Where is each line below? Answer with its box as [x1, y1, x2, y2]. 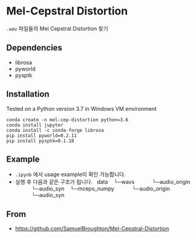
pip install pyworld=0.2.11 [6, 133, 77, 139]
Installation [6, 89, 50, 99]
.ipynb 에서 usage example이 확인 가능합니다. [15, 171, 126, 178]
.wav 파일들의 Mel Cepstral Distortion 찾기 [6, 25, 109, 32]
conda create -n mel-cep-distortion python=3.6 [6, 116, 129, 123]
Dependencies [6, 43, 62, 53]
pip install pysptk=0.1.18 [6, 137, 74, 144]
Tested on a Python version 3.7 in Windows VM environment [6, 105, 157, 112]
